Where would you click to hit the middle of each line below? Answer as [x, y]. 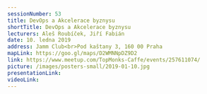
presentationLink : [34, 73]
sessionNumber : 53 [34, 14]
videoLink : [23, 80]
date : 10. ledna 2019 [39, 40]
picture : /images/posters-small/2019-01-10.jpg [79, 66]
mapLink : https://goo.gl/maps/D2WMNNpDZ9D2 [72, 54]
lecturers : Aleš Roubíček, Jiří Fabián [66, 34]
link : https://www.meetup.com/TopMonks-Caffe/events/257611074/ [104, 60]
